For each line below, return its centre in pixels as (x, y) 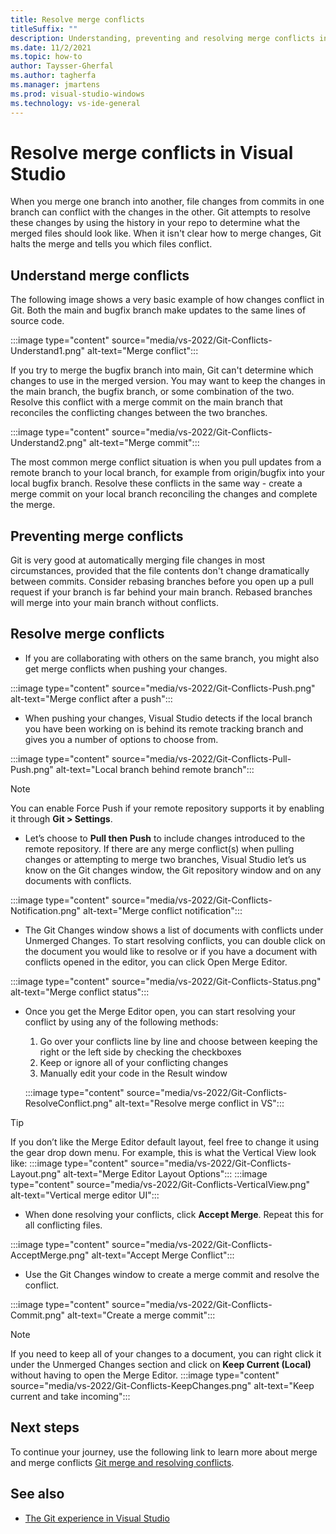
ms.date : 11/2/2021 (51, 47)
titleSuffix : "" (44, 29)
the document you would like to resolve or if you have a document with (171, 951)
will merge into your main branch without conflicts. (114, 603)
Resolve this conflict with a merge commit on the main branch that (146, 402)
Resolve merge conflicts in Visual (152, 152)
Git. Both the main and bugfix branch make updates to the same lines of (158, 310)
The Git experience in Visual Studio (97, 1518)
